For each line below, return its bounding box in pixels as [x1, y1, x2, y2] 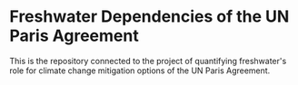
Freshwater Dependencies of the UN [9, 6, 290, 27]
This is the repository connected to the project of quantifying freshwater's [9, 55, 287, 66]
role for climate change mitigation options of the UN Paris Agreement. [9, 65, 271, 76]
